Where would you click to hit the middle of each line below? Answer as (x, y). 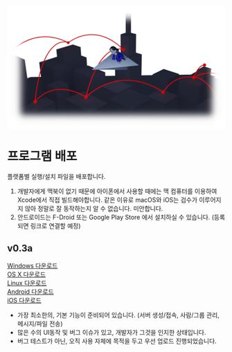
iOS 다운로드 (24, 301)
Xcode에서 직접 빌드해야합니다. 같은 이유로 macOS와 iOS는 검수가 (107, 200)
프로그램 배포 (42, 156)
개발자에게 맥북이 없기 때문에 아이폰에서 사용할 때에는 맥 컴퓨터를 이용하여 (117, 191)
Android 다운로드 (30, 292)
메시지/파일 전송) (40, 324)
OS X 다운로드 (27, 274)
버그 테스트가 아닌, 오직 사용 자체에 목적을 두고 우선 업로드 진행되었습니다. (117, 341)
